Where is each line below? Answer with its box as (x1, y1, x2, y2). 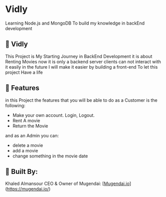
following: (5, 102, 26, 108)
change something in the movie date (12, 153, 88, 159)
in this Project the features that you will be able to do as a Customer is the (5, 97, 158, 103)
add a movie (12, 147, 39, 153)
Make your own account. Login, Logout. (12, 112, 95, 118)
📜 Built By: (5, 167, 38, 176)
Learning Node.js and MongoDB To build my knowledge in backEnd (5, 20, 145, 26)
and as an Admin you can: (5, 132, 59, 138)
